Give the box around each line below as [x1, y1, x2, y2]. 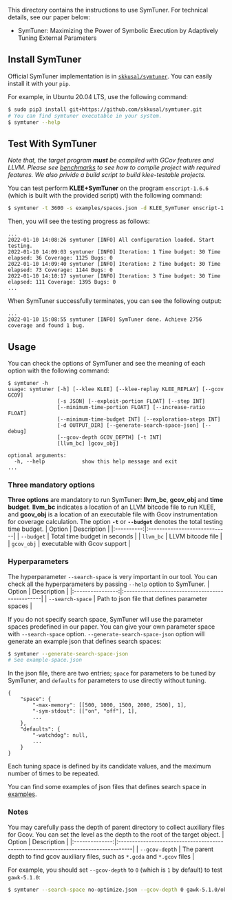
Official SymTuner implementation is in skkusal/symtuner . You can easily [8, 72, 213, 80]
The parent [182, 845, 214, 853]
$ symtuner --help [8, 118, 61, 126]
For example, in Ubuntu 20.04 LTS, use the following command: [8, 92, 189, 101]
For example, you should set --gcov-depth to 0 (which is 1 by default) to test [8, 866, 223, 874]
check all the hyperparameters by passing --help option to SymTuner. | [8, 580, 209, 588]
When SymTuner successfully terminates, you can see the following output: [8, 297, 222, 305]
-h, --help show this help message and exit [14, 458, 178, 465]
